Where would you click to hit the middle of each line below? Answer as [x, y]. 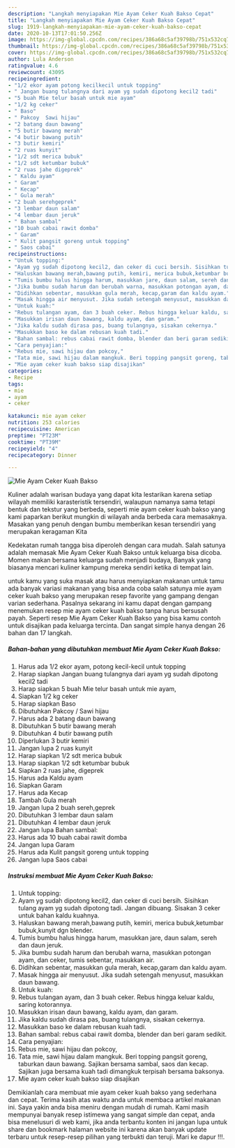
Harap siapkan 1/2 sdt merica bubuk [70, 756]
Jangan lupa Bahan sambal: [58, 830]
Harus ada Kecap [43, 793]
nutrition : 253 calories [44, 423]
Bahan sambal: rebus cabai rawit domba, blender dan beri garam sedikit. [122, 1034]
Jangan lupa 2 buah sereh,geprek [67, 808]
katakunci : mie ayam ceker [47, 416]
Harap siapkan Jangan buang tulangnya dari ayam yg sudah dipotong [118, 674]
